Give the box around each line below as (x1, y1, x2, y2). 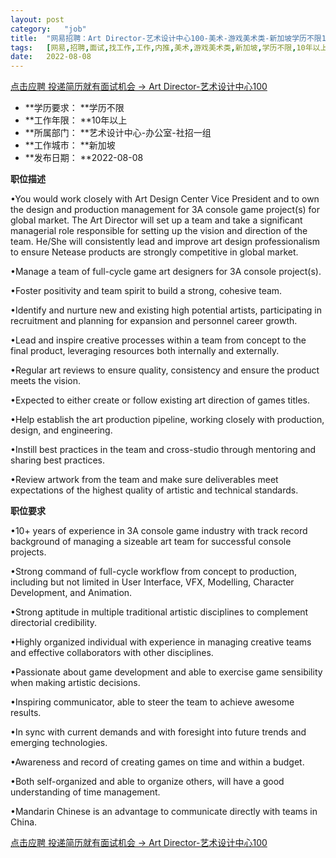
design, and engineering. (10, 424, 113, 436)
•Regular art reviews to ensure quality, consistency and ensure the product (10, 364, 320, 376)
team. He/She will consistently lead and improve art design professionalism (10, 236, 320, 248)
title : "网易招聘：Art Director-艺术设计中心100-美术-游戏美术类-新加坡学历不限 (10, 33, 322, 43)
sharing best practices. (10, 454, 106, 466)
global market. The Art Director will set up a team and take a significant (10, 214, 303, 226)
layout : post (10, 14, 65, 25)
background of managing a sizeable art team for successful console (10, 536, 292, 548)
